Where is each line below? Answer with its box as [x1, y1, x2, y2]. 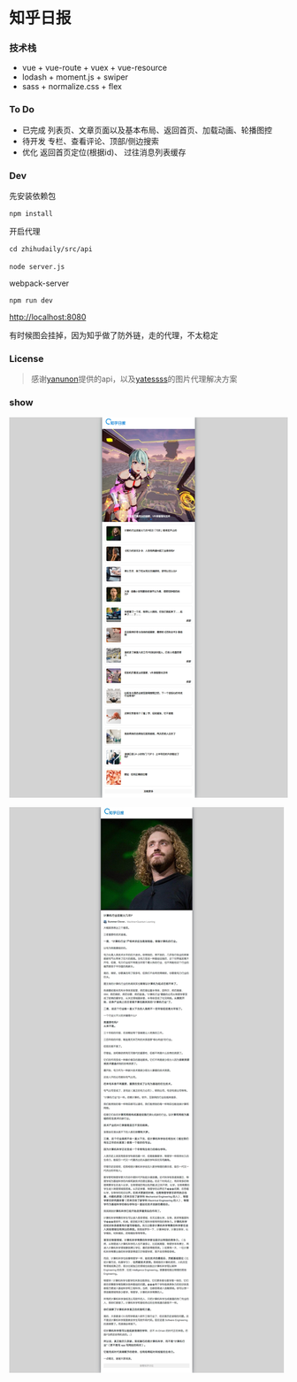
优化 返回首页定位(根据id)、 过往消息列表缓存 [21, 147, 187, 157]
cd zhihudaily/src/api [9, 245, 93, 254]
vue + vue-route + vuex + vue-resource [21, 63, 168, 73]
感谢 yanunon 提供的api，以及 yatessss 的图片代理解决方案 [30, 373, 238, 385]
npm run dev [9, 296, 53, 305]
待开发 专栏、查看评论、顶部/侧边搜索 [21, 135, 159, 146]
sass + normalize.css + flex [21, 81, 122, 92]
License [9, 353, 44, 365]
